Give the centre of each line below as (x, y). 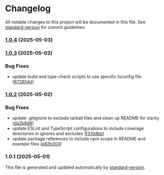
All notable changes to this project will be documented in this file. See (75, 22)
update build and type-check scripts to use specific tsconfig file (77, 77)
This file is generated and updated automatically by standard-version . (75, 167)
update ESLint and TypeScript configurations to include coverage (78, 128)
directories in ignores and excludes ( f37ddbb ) (58, 134)
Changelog (28, 9)
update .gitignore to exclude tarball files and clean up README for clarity (86, 118)
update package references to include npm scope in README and (79, 139)
